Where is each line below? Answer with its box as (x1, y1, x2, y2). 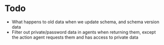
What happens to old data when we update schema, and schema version (11, 19, 160, 25)
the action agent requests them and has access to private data (11, 34, 138, 40)
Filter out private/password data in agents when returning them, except (11, 29, 156, 35)
